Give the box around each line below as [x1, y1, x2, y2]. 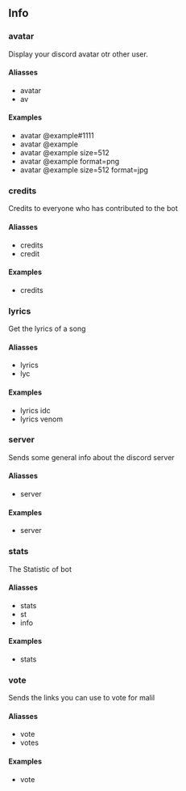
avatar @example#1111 [19, 131, 94, 141]
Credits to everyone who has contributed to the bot [8, 204, 179, 214]
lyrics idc [19, 405, 51, 415]
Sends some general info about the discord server [8, 452, 175, 462]
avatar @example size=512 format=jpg [19, 165, 149, 175]
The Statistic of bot [8, 564, 72, 573]
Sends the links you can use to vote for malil [8, 693, 155, 703]
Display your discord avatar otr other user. [8, 49, 149, 59]
